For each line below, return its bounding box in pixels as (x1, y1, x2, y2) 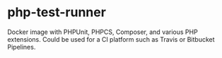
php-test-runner (7, 4, 106, 21)
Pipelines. (7, 42, 36, 51)
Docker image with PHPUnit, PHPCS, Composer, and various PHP (7, 28, 198, 36)
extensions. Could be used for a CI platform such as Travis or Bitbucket (7, 35, 215, 43)
